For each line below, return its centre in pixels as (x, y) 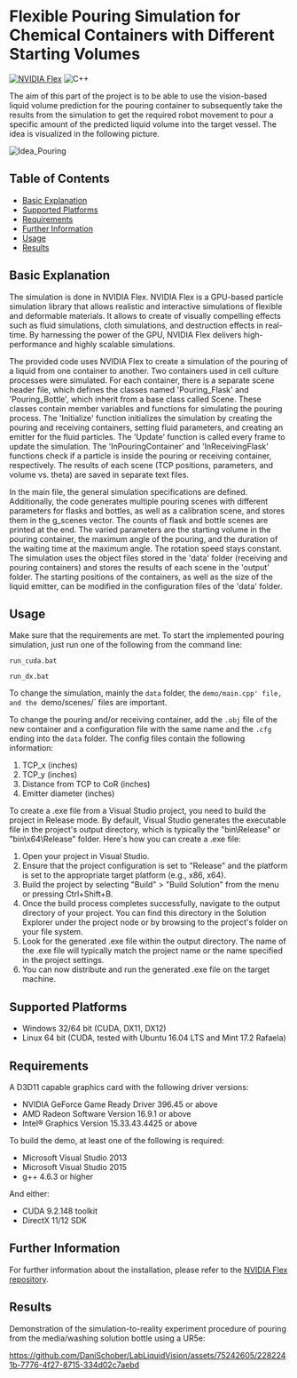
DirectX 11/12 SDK (54, 1220)
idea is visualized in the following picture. (84, 133)
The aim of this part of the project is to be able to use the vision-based (138, 96)
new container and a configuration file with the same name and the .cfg (141, 729)
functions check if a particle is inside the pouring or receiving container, (141, 456)
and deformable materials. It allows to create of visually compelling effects (145, 315)
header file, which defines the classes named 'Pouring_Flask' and (129, 389)
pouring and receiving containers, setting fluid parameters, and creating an (146, 427)
